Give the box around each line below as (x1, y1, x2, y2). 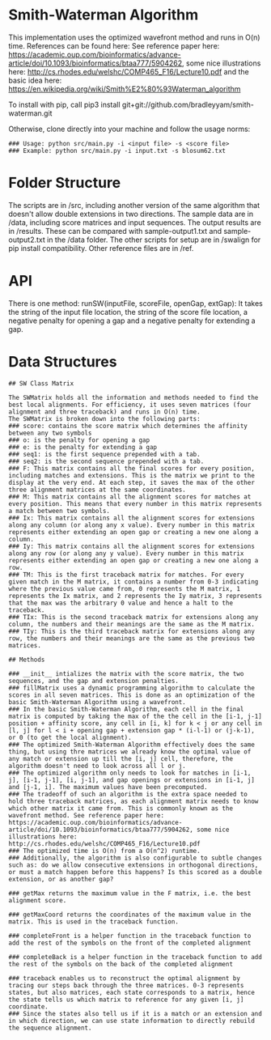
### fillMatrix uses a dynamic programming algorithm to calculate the (8, 684, 255, 692)
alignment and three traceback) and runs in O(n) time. (8, 407, 201, 416)
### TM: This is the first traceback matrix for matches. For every (8, 571, 244, 579)
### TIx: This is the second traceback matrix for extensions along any (8, 613, 259, 621)
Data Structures (8, 353, 117, 371)
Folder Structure (8, 174, 121, 192)
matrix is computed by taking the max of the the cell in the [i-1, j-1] (8, 712, 263, 720)
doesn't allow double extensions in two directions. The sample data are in (8, 209, 254, 219)
